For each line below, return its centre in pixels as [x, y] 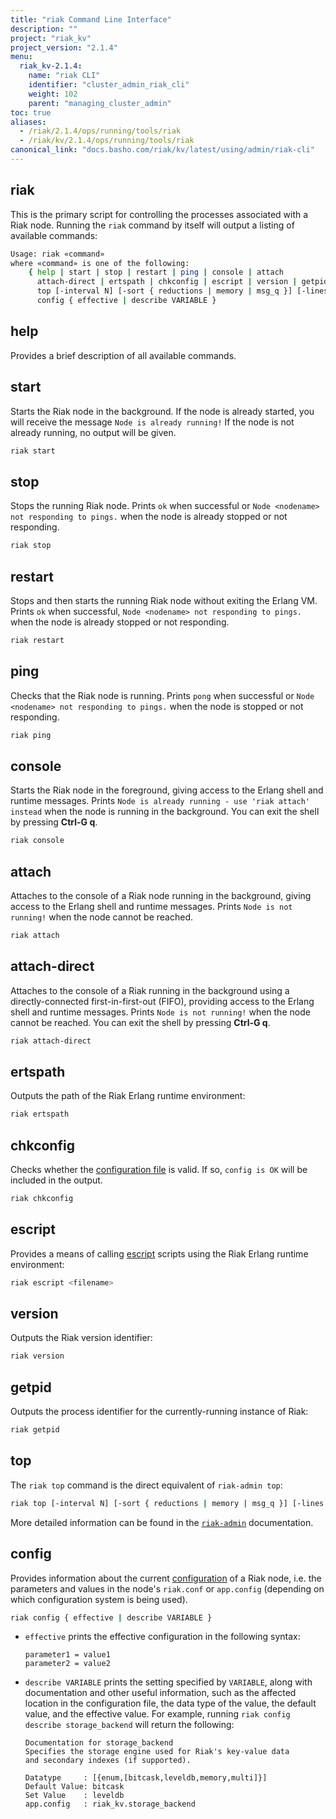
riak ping [31, 735]
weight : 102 [53, 94]
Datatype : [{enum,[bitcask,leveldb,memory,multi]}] [146, 1778]
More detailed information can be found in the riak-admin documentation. [162, 1522]
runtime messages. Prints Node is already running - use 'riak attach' [160, 801]
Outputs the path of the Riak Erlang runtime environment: [128, 1096]
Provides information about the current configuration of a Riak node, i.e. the [166, 1578]
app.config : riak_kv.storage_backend [110, 1804]
